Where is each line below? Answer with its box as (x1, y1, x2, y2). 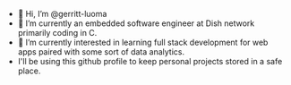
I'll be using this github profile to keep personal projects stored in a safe (17, 56, 283, 66)
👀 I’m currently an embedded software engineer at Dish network (17, 18, 255, 29)
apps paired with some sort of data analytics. (17, 47, 185, 57)
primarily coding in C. (17, 28, 98, 38)
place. (17, 65, 41, 76)
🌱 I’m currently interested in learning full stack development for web (17, 37, 269, 47)
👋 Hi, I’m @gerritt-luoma (17, 9, 107, 19)
